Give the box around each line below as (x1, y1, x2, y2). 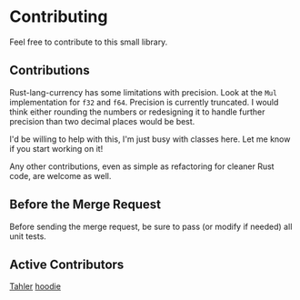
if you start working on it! (9, 143, 104, 154)
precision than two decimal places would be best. (9, 115, 195, 126)
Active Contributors (9, 256, 125, 272)
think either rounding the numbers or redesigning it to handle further (9, 106, 265, 117)
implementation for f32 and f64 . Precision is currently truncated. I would (9, 96, 279, 107)
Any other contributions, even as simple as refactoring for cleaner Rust (9, 161, 275, 172)
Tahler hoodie (9, 281, 62, 292)
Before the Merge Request (9, 197, 162, 213)
